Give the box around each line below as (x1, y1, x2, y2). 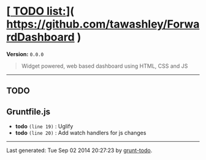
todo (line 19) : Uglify (15, 123, 74, 130)
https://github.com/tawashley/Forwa (6, 17, 200, 31)
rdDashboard (6, 31, 75, 44)
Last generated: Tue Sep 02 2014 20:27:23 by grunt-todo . (6, 147, 153, 154)
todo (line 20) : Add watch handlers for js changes (15, 129, 147, 137)
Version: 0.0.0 (6, 50, 44, 57)
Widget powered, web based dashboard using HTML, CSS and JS (21, 62, 188, 70)
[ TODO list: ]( (6, 4, 75, 18)
